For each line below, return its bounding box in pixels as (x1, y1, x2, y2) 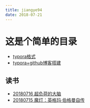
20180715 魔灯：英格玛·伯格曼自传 (12, 97, 85, 103)
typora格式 (12, 53, 36, 60)
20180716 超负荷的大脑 (12, 91, 61, 97)
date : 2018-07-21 (5, 12, 42, 17)
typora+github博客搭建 (12, 60, 61, 66)
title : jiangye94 (5, 7, 42, 13)
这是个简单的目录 (5, 36, 78, 47)
